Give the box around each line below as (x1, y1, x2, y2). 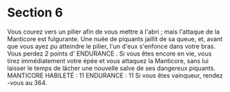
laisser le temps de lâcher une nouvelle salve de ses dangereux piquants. (7, 64, 216, 72)
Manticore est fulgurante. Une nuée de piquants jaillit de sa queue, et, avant (7, 34, 223, 43)
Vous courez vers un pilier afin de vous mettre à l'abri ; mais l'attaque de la (7, 27, 220, 36)
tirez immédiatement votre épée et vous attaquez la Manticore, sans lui (7, 56, 209, 65)
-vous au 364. (7, 78, 48, 87)
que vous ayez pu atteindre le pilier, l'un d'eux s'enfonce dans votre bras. (7, 42, 216, 50)
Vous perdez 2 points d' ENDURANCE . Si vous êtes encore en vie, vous (7, 49, 212, 58)
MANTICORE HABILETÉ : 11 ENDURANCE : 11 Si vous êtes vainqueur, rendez (7, 71, 223, 80)
